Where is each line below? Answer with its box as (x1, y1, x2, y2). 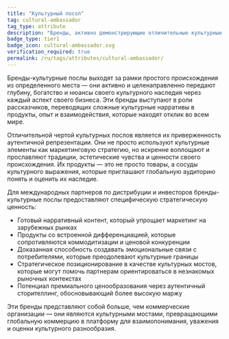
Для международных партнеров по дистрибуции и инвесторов (7, 188, 193, 196)
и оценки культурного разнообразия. (7, 324, 117, 332)
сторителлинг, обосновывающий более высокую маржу (16, 289, 183, 297)
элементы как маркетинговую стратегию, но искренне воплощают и (7, 145, 210, 153)
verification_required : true (7, 49, 91, 56)
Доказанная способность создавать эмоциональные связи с (16, 245, 197, 253)
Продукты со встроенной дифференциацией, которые (16, 230, 176, 239)
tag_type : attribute (7, 23, 67, 30)
